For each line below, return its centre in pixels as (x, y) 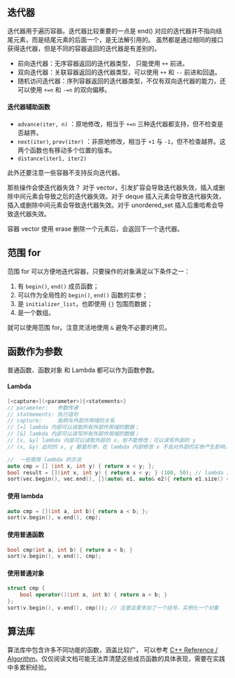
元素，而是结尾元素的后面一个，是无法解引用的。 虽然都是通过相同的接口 (118, 39)
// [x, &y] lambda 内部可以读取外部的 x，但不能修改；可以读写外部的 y (101, 441)
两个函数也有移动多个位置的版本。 (66, 150)
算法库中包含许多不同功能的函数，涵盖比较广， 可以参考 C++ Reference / (113, 650)
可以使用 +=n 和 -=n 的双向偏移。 (64, 89)
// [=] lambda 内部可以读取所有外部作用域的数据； (73, 427)
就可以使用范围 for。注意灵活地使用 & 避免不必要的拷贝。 (89, 327)
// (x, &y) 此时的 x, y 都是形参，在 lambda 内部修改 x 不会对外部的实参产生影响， (119, 447)
